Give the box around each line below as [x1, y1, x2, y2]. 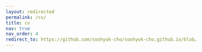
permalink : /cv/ [5, 14, 46, 20]
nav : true [5, 25, 31, 32]
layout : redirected [5, 8, 55, 15]
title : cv [5, 20, 31, 26]
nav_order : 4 [5, 31, 39, 37]
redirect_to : [5, 36, 39, 42]
